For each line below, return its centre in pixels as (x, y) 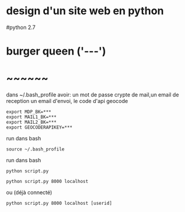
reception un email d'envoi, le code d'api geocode (67, 101)
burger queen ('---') (56, 51)
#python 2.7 (21, 27)
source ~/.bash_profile (35, 149)
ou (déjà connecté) (29, 192)
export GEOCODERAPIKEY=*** (39, 128)
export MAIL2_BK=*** (32, 123)
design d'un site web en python (85, 11)
